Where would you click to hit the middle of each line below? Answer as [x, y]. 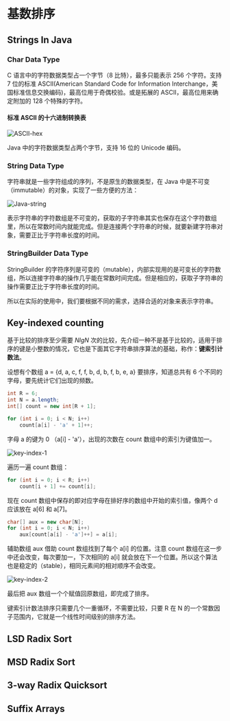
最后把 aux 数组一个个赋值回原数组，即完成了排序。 [80, 593]
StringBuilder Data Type [48, 253]
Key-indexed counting [55, 323]
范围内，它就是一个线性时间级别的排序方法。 [76, 617]
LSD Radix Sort [40, 639]
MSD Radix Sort [41, 662]
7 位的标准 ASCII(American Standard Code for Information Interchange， [110, 84]
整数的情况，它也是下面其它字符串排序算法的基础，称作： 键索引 [127, 349]
